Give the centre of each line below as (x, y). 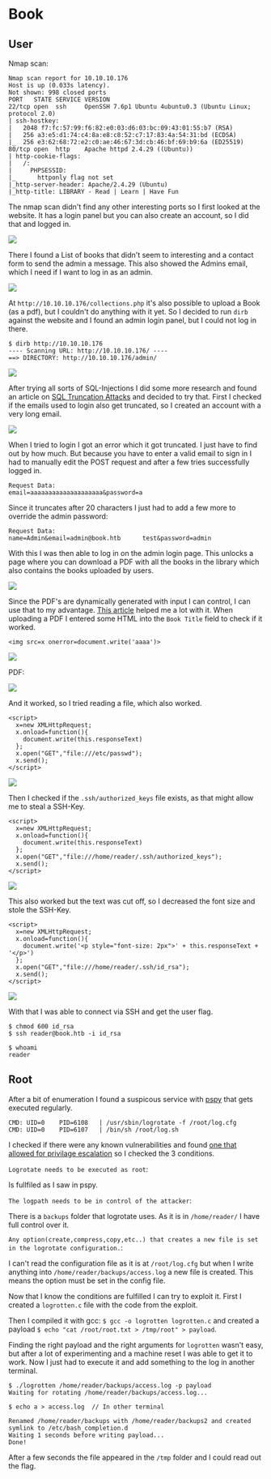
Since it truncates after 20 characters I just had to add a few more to (122, 508)
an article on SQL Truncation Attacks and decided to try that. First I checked (135, 397)
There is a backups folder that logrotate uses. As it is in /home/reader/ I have (134, 1216)
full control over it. (39, 1225)
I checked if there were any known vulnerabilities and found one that (123, 1144)
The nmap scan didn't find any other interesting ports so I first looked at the (134, 207)
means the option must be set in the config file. (87, 1280)
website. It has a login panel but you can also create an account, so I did (129, 215)
